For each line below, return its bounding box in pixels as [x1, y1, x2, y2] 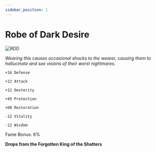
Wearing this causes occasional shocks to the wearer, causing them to [5, 55, 151, 61]
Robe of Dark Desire [5, 28, 90, 40]
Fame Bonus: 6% [5, 131, 41, 137]
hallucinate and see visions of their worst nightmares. [5, 60, 116, 66]
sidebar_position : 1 [5, 7, 48, 12]
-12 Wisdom [5, 122, 28, 127]
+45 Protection [5, 96, 37, 101]
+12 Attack [5, 78, 28, 84]
